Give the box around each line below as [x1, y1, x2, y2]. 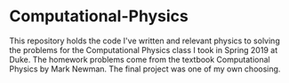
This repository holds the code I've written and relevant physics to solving [9, 35, 280, 46]
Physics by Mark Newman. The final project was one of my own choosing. [9, 64, 281, 74]
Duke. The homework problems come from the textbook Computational [9, 54, 271, 64]
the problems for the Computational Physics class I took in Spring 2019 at [9, 44, 278, 55]
